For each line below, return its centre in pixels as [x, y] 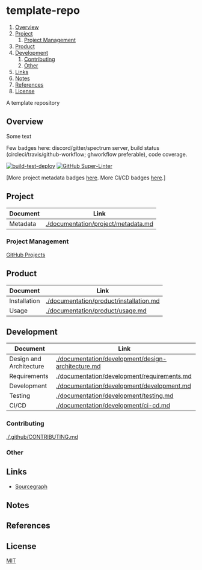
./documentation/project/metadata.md [99, 223]
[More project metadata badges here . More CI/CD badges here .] [86, 178]
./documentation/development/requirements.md [124, 376]
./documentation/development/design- [112, 359]
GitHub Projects [26, 255]
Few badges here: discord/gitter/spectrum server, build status [83, 147]
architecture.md [78, 367]
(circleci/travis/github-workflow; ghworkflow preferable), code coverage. [97, 154]
